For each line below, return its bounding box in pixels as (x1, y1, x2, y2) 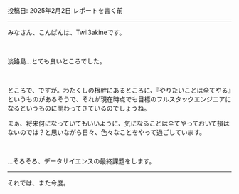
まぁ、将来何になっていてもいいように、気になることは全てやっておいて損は (7, 119, 230, 127)
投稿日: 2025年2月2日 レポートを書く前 (7, 6, 123, 14)
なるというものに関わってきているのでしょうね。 (7, 104, 151, 112)
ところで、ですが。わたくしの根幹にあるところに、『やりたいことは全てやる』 (7, 86, 231, 94)
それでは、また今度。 (7, 179, 70, 187)
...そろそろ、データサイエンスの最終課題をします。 (7, 157, 156, 165)
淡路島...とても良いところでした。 (7, 57, 106, 66)
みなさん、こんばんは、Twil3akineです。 (7, 28, 126, 36)
